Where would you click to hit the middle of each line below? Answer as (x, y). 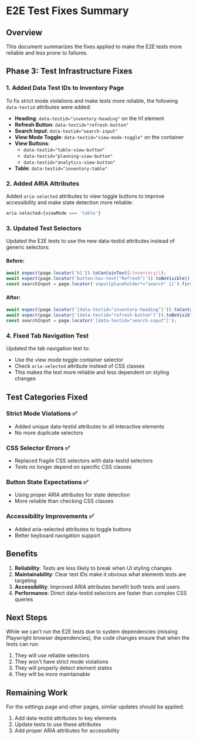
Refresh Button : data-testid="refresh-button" (72, 124)
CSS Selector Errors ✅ (38, 448)
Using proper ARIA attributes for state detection (72, 495)
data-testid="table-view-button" (64, 150)
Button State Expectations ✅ (47, 482)
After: (13, 297)
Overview (24, 33)
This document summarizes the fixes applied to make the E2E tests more (94, 46)
